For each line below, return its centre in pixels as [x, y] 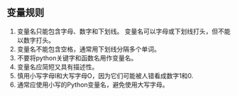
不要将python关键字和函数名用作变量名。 [77, 58]
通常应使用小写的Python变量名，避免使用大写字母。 [93, 85]
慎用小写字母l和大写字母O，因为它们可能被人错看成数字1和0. [105, 75]
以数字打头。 [36, 40]
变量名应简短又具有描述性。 [58, 67]
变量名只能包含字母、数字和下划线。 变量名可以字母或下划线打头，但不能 [124, 31]
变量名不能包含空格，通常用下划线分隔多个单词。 [88, 49]
